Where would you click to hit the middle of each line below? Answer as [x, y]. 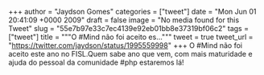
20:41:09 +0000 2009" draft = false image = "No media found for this [124, 20]
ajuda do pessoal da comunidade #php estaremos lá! [96, 62]
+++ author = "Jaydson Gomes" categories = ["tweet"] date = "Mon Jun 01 [132, 12]
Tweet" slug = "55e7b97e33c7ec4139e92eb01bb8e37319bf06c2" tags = [129, 28]
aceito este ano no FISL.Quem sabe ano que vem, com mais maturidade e [130, 54]
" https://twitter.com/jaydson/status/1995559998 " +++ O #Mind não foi [126, 45]
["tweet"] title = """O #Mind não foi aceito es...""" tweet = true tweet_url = [131, 37]
